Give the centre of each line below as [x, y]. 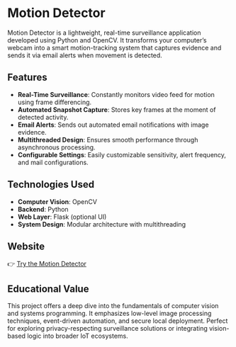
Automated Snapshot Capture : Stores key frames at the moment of [117, 109]
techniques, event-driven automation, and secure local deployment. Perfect [118, 321]
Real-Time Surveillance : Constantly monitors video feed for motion [116, 94]
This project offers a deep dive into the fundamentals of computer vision [113, 306]
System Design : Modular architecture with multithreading [102, 224]
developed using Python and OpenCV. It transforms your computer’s [107, 40]
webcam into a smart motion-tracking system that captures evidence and [114, 47]
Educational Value [48, 289]
